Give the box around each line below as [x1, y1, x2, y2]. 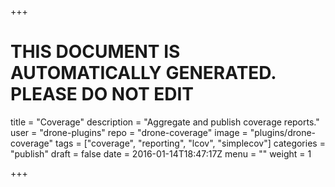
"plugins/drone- [249, 126, 317, 138]
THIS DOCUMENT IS [10, 41, 181, 63]
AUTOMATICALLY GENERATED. [10, 62, 277, 85]
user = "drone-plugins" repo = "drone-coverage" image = [10, 126, 248, 138]
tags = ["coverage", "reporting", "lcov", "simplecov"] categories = [55, 137, 326, 149]
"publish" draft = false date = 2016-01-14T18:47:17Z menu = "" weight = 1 [10, 147, 312, 160]
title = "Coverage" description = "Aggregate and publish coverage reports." [10, 116, 320, 128]
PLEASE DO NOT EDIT [10, 83, 194, 106]
